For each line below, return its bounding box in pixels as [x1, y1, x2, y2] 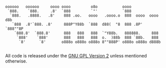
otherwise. [5, 58, 28, 64]
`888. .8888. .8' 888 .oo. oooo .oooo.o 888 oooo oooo [10, 13, 158, 18]
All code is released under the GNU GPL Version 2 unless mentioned [5, 53, 147, 58]
